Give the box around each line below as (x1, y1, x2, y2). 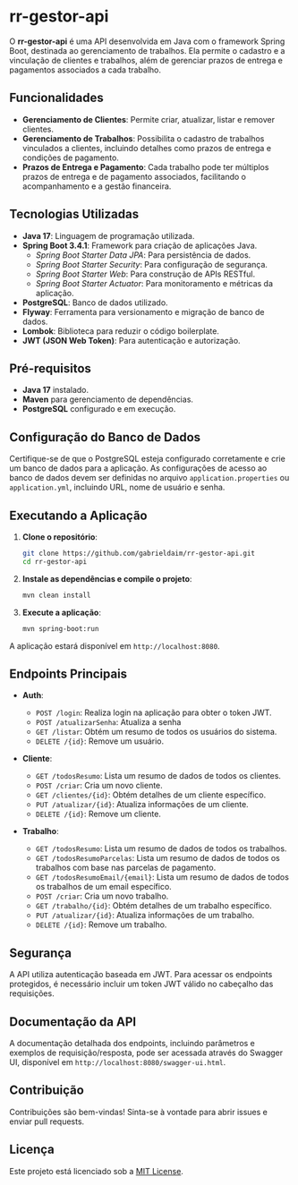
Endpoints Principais (9, 666, 128, 681)
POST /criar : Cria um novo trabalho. (35, 891, 169, 901)
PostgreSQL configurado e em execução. (21, 404, 176, 414)
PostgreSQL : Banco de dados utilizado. (21, 297, 168, 308)
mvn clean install (21, 591, 91, 600)
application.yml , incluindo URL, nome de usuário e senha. (9, 482, 226, 493)
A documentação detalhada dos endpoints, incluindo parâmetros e (9, 1037, 255, 1048)
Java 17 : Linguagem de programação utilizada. (21, 230, 195, 241)
